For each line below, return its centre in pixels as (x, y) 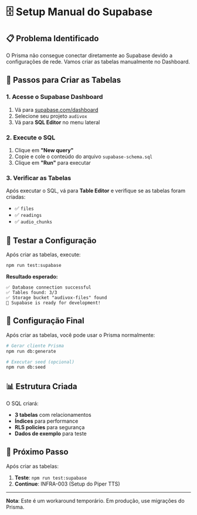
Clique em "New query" (44, 150)
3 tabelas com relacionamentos (53, 415)
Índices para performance (46, 421)
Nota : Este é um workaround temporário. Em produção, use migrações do (95, 500)
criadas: (16, 197)
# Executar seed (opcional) (40, 362)
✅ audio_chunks (33, 222)
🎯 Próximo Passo (37, 452)
